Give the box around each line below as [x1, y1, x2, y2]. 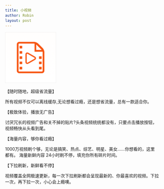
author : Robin [5, 13, 34, 18]
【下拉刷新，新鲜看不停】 [5, 163, 57, 169]
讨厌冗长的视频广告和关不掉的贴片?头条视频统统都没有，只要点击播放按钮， [5, 120, 157, 125]
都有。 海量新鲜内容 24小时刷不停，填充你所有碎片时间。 [5, 152, 120, 158]
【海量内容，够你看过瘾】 [5, 136, 57, 142]
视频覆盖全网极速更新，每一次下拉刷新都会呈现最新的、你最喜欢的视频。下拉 [5, 173, 159, 179]
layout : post [5, 18, 32, 23]
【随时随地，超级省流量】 [5, 88, 57, 94]
